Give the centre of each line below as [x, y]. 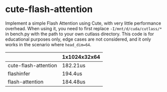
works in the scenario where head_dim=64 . [48, 44]
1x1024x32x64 [81, 57]
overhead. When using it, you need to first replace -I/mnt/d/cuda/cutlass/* [84, 28]
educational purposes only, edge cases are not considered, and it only [78, 39]
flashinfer [19, 73]
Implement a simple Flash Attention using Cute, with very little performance [83, 23]
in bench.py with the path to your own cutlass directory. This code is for [80, 34]
